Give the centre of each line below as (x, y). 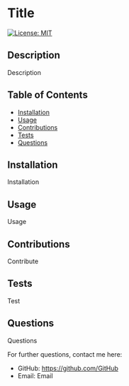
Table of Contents (48, 95)
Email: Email (35, 375)
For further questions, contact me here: (65, 354)
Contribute (23, 261)
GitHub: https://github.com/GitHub (68, 368)
